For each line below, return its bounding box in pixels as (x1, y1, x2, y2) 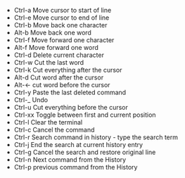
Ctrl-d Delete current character (13, 51, 104, 59)
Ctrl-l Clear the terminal (13, 118, 83, 126)
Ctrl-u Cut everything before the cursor (13, 103, 129, 111)
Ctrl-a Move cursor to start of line (13, 6, 112, 14)
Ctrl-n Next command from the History (13, 155, 127, 164)
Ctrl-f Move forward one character (13, 36, 115, 44)
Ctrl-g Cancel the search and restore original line (13, 148, 156, 156)
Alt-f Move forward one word (13, 44, 98, 51)
